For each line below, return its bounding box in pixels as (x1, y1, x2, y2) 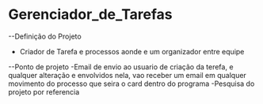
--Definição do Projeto (8, 32, 82, 41)
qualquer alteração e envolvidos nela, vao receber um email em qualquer (8, 70, 247, 80)
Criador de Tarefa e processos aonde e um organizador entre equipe (19, 46, 245, 56)
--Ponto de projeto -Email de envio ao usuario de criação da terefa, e (8, 61, 234, 72)
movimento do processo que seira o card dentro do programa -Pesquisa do (8, 79, 255, 88)
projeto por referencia (8, 87, 80, 96)
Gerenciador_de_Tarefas (8, 6, 173, 24)
